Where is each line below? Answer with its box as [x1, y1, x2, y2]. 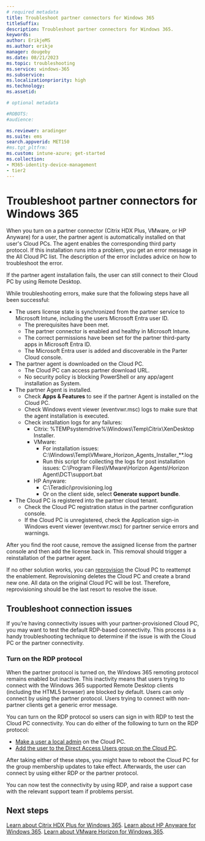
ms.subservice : [6, 72, 45, 78]
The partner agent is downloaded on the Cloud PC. [15, 360, 144, 368]
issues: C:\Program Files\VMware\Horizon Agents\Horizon [42, 464, 189, 472]
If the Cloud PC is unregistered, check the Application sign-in [24, 516, 179, 524]
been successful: [6, 296, 50, 304]
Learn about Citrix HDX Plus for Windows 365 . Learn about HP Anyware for [6, 821, 196, 829]
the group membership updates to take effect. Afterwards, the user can [6, 763, 187, 770]
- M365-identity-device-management [6, 162, 97, 168]
